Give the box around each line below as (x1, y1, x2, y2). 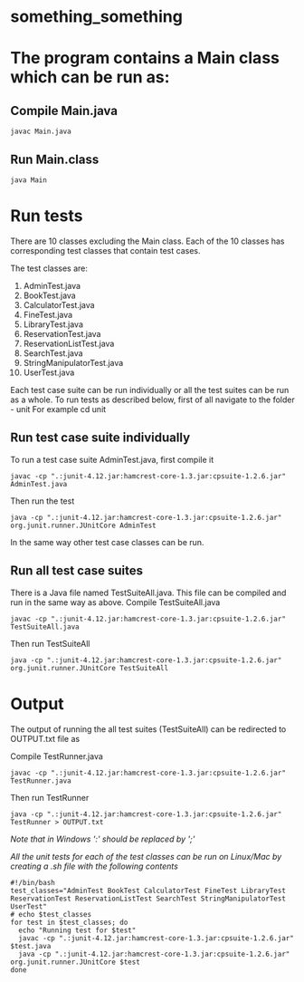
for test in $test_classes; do (10, 918, 128, 927)
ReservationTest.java (23, 328, 101, 339)
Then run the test (10, 496, 75, 506)
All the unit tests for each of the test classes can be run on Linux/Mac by (10, 851, 282, 862)
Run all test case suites (10, 563, 144, 579)
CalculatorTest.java (23, 299, 95, 310)
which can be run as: (10, 67, 170, 88)
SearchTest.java (23, 347, 84, 359)
